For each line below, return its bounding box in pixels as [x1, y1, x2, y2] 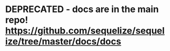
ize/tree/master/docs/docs [5, 36, 121, 47]
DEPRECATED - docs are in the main [5, 4, 159, 15]
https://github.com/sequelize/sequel [5, 25, 165, 36]
